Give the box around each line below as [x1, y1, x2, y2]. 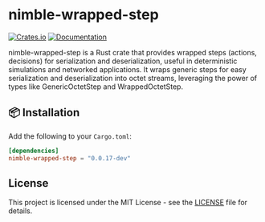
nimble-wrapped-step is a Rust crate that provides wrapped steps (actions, [8, 47, 257, 57]
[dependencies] [8, 147, 59, 155]
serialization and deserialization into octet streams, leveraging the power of [8, 73, 258, 83]
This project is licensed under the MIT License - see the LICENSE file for [8, 198, 247, 208]
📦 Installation [8, 106, 80, 119]
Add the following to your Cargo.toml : [8, 131, 132, 141]
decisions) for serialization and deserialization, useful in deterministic [8, 56, 238, 66]
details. [8, 206, 33, 216]
